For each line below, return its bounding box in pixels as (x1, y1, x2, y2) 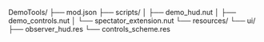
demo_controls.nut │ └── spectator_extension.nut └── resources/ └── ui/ (8, 16, 256, 25)
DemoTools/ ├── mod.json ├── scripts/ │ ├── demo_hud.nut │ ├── (8, 8, 237, 17)
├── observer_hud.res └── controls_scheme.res (8, 25, 170, 33)
